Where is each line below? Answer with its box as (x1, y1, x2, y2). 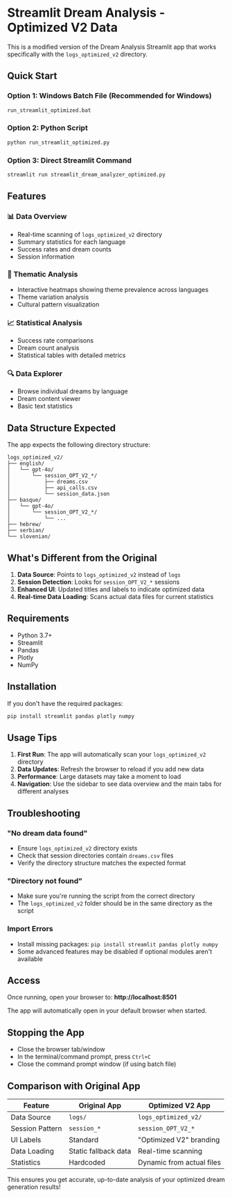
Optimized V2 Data (7, 19, 118, 35)
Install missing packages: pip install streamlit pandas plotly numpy (17, 939, 218, 948)
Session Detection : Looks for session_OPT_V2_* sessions (17, 578, 180, 586)
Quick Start (7, 70, 57, 82)
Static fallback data (69, 1147, 132, 1156)
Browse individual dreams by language (17, 387, 128, 395)
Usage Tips (7, 732, 57, 744)
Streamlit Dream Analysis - (7, 5, 166, 21)
